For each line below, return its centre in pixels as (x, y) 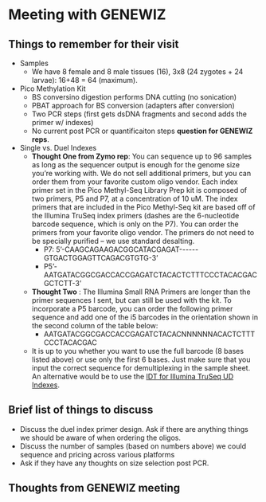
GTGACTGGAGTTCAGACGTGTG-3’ (101, 258)
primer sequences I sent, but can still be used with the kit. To (132, 300)
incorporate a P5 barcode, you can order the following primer (132, 309)
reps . (41, 139)
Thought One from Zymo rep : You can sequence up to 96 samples (142, 156)
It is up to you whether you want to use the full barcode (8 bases (138, 351)
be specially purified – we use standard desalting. (113, 241)
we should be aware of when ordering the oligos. (100, 437)
